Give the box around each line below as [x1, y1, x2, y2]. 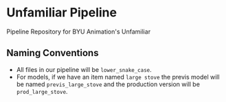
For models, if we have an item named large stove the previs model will [16, 73, 221, 81]
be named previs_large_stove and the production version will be [16, 80, 201, 88]
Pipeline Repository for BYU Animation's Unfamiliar [6, 27, 151, 36]
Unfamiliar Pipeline [6, 5, 117, 21]
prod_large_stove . [16, 87, 68, 95]
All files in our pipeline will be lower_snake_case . [16, 65, 152, 73]
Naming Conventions [6, 47, 99, 59]
